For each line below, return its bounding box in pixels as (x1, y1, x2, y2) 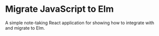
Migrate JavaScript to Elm (5, 3, 114, 15)
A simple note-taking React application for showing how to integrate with (5, 20, 155, 26)
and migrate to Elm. (5, 25, 45, 31)
